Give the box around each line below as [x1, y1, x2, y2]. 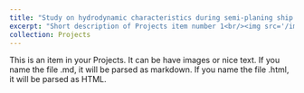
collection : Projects [9, 30, 91, 39]
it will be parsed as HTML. [9, 74, 107, 85]
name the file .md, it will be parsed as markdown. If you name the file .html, [9, 64, 290, 75]
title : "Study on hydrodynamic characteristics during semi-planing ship [9, 13, 294, 23]
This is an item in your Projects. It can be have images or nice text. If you [9, 55, 280, 66]
